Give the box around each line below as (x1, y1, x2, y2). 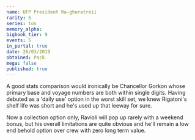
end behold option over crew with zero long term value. (6, 127, 146, 134)
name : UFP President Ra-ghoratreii (6, 9, 97, 15)
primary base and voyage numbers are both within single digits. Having (6, 89, 186, 97)
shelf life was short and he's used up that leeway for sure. (6, 102, 153, 109)
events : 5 (6, 37, 32, 43)
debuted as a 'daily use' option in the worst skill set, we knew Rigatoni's (6, 95, 188, 103)
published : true (6, 65, 48, 72)
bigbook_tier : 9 (6, 32, 48, 38)
